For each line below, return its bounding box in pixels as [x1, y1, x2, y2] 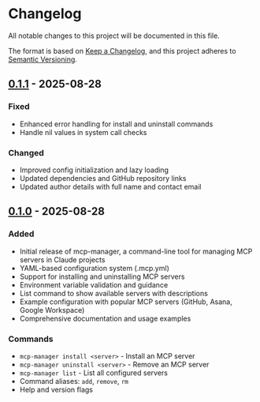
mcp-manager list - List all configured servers [19, 368, 168, 378]
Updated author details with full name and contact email [19, 182, 202, 191]
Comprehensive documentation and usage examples [19, 314, 191, 323]
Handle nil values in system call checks [19, 127, 147, 137]
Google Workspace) [19, 305, 85, 314]
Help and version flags [19, 385, 93, 394]
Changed [8, 147, 45, 158]
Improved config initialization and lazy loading [19, 165, 169, 175]
